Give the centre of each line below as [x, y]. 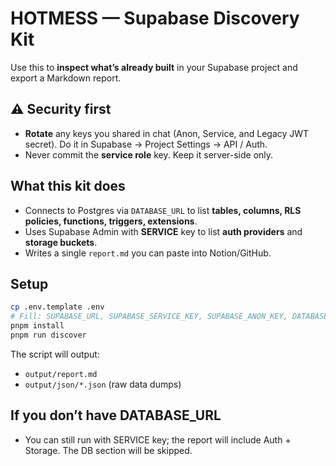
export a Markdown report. [66, 78]
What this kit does [68, 186]
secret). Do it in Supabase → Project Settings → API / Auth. [146, 144]
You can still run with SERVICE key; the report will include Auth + [158, 439]
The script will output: [55, 354]
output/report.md [61, 374]
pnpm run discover [48, 335]
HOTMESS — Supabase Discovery [155, 18]
